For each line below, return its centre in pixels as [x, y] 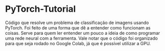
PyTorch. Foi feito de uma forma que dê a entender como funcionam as [78, 27]
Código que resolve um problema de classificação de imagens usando [77, 23]
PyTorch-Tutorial [40, 9]
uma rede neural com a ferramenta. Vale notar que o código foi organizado [82, 38]
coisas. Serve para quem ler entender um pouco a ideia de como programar [82, 33]
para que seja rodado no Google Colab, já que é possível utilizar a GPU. [78, 43]
